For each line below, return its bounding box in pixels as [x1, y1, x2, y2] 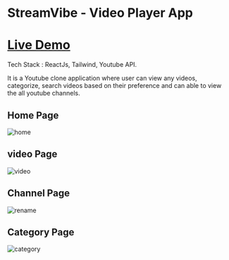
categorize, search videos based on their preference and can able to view [7, 82, 222, 90]
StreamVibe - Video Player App [7, 5, 194, 21]
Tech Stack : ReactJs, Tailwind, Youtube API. [7, 60, 137, 69]
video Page [7, 148, 58, 160]
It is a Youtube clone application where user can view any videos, [7, 74, 197, 82]
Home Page [7, 109, 59, 121]
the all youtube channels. [7, 89, 80, 98]
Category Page [7, 226, 75, 238]
